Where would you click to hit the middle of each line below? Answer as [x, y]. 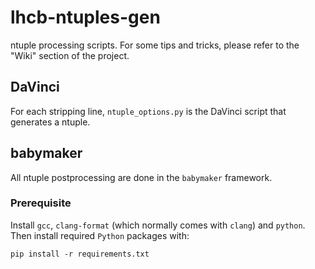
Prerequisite [41, 203]
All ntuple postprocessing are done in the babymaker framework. [141, 177]
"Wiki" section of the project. [70, 55]
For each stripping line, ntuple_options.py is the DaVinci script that [148, 111]
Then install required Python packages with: [100, 235]
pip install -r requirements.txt [80, 254]
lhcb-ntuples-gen [85, 17]
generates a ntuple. [50, 122]
